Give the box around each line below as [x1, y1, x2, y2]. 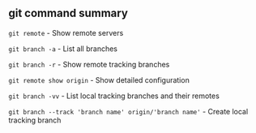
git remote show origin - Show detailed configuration [8, 75, 190, 84]
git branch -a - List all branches [8, 44, 117, 54]
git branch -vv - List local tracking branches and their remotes [8, 91, 220, 101]
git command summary [8, 6, 128, 20]
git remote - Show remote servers [8, 28, 124, 37]
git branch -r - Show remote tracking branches [8, 59, 170, 69]
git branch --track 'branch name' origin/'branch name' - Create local [8, 106, 249, 116]
